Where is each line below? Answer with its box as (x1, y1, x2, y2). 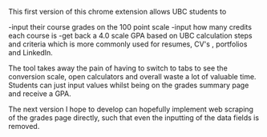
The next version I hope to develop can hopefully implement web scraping (8, 104, 254, 114)
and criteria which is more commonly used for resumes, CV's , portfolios (8, 39, 248, 49)
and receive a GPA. (8, 89, 71, 99)
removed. (8, 122, 40, 131)
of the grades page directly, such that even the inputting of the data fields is (8, 113, 259, 123)
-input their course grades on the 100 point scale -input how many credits (8, 22, 253, 31)
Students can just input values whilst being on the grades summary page (8, 80, 249, 90)
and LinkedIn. (8, 48, 54, 57)
